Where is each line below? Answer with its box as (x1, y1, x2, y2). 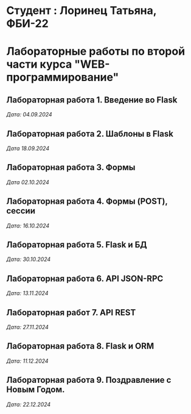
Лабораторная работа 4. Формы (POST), (6, 196, 168, 207)
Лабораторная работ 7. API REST (6, 307, 136, 318)
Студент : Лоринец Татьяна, (6, 4, 157, 18)
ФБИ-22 (6, 16, 49, 30)
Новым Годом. (6, 385, 65, 395)
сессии (6, 205, 35, 216)
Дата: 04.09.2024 (6, 111, 53, 118)
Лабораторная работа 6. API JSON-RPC (6, 273, 164, 284)
